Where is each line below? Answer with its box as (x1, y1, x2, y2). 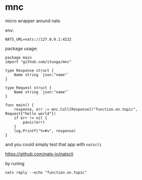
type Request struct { (5, 85, 52, 90)
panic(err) (23, 120, 45, 125)
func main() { (5, 103, 35, 108)
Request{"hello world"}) (5, 111, 56, 116)
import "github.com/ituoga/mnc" (5, 59, 71, 64)
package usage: (5, 45, 38, 51)
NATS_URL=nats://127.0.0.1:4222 (5, 36, 71, 42)
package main (5, 55, 32, 60)
